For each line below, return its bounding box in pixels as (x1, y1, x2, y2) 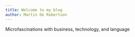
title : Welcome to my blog (5, 7, 63, 13)
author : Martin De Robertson (5, 12, 67, 17)
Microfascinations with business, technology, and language (5, 26, 130, 32)
